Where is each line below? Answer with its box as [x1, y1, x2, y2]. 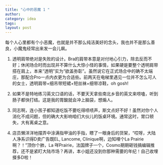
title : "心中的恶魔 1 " [5, 7, 50, 12]
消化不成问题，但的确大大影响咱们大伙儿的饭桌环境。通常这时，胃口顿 [12, 114, 154, 119]
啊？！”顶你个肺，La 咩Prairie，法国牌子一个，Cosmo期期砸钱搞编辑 [12, 142, 151, 148]
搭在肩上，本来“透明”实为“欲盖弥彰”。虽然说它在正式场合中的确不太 [12, 68, 149, 74]
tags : [5, 21, 16, 26]
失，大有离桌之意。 [12, 119, 51, 125]
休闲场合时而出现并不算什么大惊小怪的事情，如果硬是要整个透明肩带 [21, 62, 158, 68]
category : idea [5, 16, 36, 21]
